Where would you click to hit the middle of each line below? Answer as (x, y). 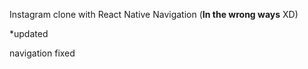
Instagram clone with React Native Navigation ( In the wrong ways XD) (154, 14)
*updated (29, 33)
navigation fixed (42, 53)
